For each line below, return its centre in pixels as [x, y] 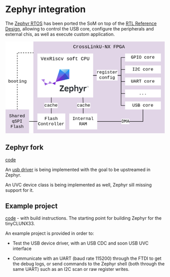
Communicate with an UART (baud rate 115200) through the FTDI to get [87, 258]
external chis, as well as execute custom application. [60, 34]
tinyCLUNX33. [20, 224]
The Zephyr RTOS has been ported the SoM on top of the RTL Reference [81, 23]
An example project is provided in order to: [50, 233]
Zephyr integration [46, 9]
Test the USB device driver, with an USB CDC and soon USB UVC [80, 243]
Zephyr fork [25, 147]
